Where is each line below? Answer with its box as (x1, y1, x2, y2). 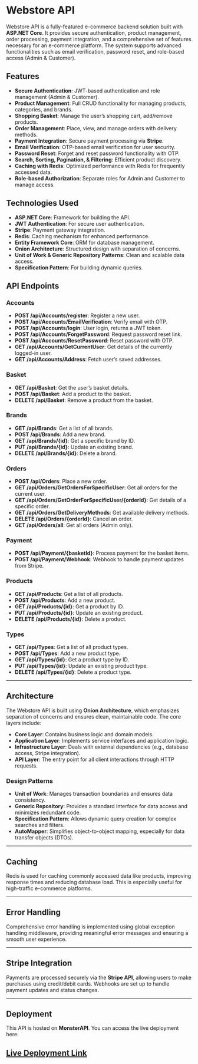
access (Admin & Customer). (6, 54, 76, 61)
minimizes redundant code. (14, 809, 81, 816)
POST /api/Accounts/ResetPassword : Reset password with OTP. (14, 337, 174, 344)
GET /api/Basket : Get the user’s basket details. (14, 384, 129, 391)
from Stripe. (14, 562, 44, 569)
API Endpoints (6, 281, 60, 291)
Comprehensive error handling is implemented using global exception (6, 923, 175, 930)
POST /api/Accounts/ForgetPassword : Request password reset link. (14, 331, 183, 338)
